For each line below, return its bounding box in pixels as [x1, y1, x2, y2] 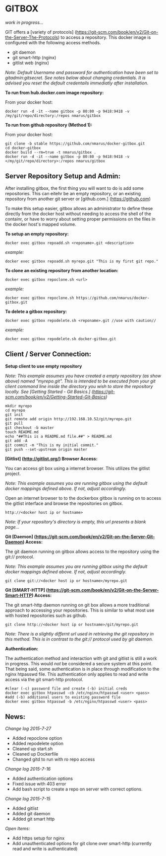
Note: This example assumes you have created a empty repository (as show [5, 373, 162, 379]
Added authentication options [12, 776, 73, 781]
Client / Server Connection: [5, 350, 92, 358]
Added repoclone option [12, 735, 62, 741]
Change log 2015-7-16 [5, 766, 51, 772]
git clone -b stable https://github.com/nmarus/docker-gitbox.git [5, 141, 145, 146]
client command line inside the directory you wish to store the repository [5, 383, 153, 389]
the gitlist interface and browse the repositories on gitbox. [5, 500, 123, 506]
